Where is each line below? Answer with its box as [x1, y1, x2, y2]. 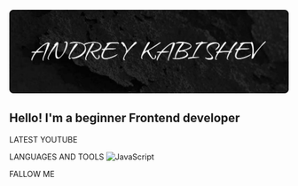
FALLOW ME [9, 168, 55, 179]
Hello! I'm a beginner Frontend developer [9, 111, 240, 126]
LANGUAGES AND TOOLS [9, 151, 105, 162]
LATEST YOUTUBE [9, 134, 78, 144]
